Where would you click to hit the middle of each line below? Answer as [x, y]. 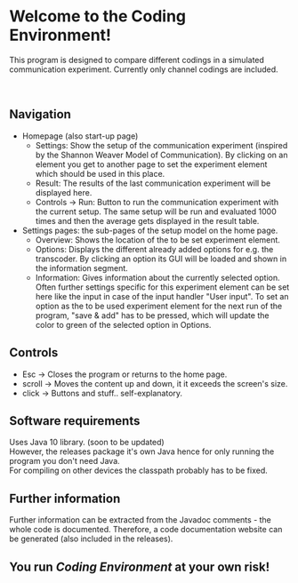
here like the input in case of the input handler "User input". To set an [162, 296]
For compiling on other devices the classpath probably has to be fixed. [139, 471]
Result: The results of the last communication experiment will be [153, 183]
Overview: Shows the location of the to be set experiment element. [157, 240]
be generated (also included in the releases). [91, 539]
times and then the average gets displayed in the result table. [147, 220]
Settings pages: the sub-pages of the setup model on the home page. [150, 230]
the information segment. [82, 268]
